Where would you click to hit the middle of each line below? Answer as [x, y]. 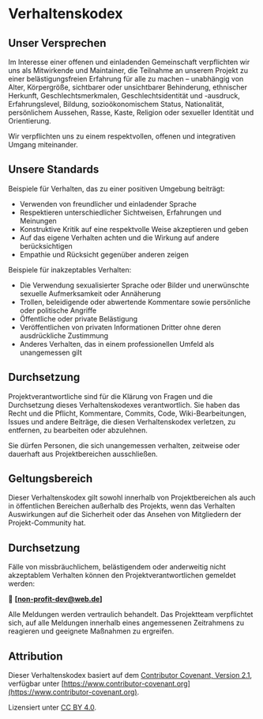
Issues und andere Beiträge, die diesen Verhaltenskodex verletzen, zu [122, 421]
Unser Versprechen [57, 43]
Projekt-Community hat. [47, 523]
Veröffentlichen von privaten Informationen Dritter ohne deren [120, 327]
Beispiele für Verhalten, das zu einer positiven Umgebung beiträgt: [116, 188]
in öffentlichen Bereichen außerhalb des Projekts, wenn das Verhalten [122, 506]
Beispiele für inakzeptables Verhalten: [70, 269]
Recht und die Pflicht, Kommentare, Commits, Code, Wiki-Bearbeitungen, [127, 413]
